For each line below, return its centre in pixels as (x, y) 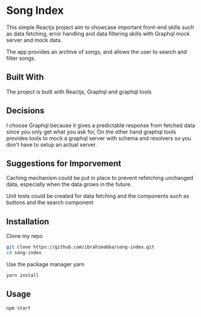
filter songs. (21, 58)
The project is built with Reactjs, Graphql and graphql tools (79, 92)
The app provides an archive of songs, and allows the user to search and (97, 51)
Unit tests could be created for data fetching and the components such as (98, 196)
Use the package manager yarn (45, 264)
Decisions (25, 111)
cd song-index (24, 253)
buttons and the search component (50, 202)
